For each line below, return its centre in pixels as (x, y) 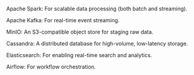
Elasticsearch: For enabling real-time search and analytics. (79, 55)
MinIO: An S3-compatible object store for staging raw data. (80, 32)
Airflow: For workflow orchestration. (51, 67)
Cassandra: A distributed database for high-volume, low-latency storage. (97, 43)
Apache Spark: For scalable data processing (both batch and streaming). (97, 9)
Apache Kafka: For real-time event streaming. (63, 20)
